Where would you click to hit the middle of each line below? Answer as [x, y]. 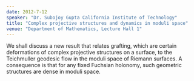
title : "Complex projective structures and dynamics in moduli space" [97, 23]
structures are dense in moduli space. [54, 72]
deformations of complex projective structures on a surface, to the [89, 53]
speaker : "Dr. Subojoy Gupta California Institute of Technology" [92, 18]
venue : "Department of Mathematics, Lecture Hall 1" [74, 29]
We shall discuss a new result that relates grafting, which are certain [92, 46]
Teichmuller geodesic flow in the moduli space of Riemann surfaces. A [94, 59]
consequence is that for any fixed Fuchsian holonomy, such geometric [94, 65]
